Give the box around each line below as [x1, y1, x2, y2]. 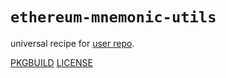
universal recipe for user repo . [10, 37, 135, 49]
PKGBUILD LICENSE [10, 56, 93, 68]
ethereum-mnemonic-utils [10, 8, 217, 27]
